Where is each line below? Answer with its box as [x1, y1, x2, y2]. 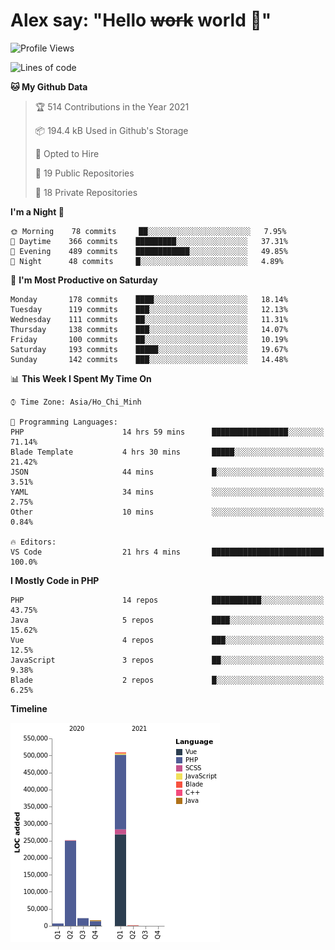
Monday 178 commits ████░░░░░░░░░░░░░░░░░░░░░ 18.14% [10, 294, 288, 304]
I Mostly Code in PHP [10, 574, 100, 586]
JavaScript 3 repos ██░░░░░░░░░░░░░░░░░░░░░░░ [10, 655, 325, 665]
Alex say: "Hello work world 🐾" [10, 9, 272, 32]
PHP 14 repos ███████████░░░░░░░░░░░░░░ [10, 595, 325, 605]
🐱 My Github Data [10, 80, 88, 93]
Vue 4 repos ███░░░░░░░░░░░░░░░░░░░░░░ [10, 635, 325, 645]
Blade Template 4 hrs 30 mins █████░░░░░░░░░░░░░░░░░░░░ [10, 447, 325, 457]
